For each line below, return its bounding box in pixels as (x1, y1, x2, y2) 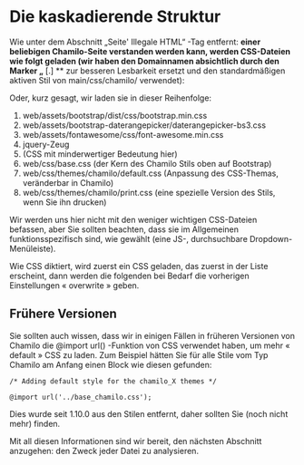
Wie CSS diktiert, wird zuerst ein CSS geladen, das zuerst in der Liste (9, 260, 269, 271)
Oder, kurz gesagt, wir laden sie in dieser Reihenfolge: (9, 92, 211, 103)
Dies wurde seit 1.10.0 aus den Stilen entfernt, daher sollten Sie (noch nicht (9, 408, 289, 419)
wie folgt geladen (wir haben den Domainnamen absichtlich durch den (9, 55, 279, 66)
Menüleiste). (9, 243, 56, 254)
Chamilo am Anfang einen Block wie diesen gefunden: (9, 359, 212, 370)
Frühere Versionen (9, 306, 118, 322)
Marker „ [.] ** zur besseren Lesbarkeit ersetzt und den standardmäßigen (9, 65, 286, 76)
